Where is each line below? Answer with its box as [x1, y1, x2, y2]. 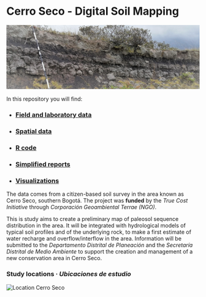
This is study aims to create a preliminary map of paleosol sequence [6, 215, 179, 223]
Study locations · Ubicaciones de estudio [6, 270, 132, 279]
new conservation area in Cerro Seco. [6, 255, 102, 262]
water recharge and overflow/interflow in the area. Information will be [6, 235, 182, 242]
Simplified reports [15, 160, 71, 168]
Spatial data [15, 127, 52, 136]
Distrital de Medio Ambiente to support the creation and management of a [6, 248, 193, 255]
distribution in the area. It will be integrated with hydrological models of [6, 222, 186, 229]
